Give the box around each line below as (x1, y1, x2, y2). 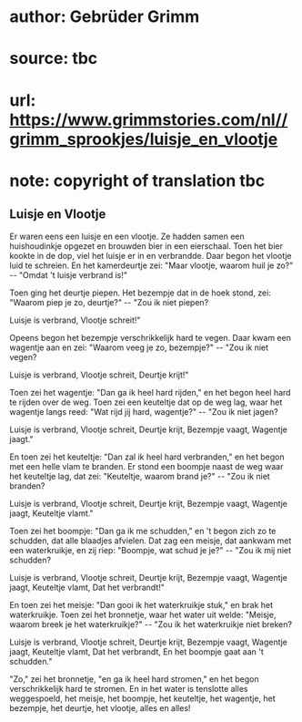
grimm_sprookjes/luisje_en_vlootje (9, 129, 278, 150)
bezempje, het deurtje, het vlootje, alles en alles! (9, 702, 191, 713)
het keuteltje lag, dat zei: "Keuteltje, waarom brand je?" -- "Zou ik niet (9, 470, 270, 481)
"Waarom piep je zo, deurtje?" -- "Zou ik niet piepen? (9, 296, 209, 307)
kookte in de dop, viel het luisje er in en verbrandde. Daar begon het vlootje (9, 250, 292, 261)
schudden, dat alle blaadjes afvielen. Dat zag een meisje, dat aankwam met (9, 535, 292, 546)
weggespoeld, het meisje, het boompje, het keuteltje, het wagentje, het (9, 693, 276, 704)
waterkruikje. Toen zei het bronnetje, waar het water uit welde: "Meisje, (9, 609, 277, 620)
